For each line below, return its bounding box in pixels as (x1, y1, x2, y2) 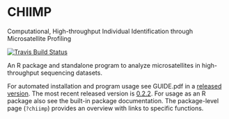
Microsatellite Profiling (7, 34, 72, 42)
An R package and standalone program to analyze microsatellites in (7, 61, 200, 69)
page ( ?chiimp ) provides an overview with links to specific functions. (7, 104, 204, 112)
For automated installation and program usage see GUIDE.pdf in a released (7, 82, 222, 90)
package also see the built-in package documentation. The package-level (7, 96, 219, 104)
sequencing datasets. (40, 68, 103, 77)
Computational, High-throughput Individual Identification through (7, 27, 194, 35)
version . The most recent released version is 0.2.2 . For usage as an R (7, 89, 206, 98)
